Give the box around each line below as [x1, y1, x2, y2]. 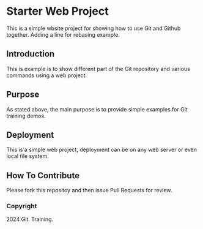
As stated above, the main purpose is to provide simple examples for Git [6, 105, 188, 113]
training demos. [6, 112, 46, 119]
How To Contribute [6, 170, 80, 181]
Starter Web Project [6, 4, 109, 18]
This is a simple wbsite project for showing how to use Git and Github [6, 24, 181, 32]
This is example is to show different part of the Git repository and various [6, 65, 191, 72]
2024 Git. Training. [6, 216, 54, 223]
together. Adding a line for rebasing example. [6, 31, 120, 38]
